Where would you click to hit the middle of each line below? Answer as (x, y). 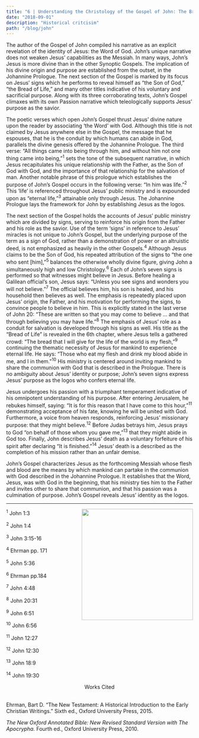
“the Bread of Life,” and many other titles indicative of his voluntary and (93, 89)
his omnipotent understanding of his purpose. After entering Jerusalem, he (97, 398)
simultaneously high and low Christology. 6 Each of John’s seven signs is (94, 269)
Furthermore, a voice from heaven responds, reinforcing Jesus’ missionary (97, 418)
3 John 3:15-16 (24, 538)
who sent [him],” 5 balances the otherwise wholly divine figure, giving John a (99, 261)
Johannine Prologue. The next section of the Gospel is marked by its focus (97, 76)
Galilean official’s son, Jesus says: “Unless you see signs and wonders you (97, 282)
